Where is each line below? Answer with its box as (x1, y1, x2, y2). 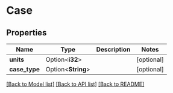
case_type (9, 65, 40, 73)
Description (96, 46, 131, 53)
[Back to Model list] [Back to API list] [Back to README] (6, 80, 145, 88)
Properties (6, 28, 47, 38)
